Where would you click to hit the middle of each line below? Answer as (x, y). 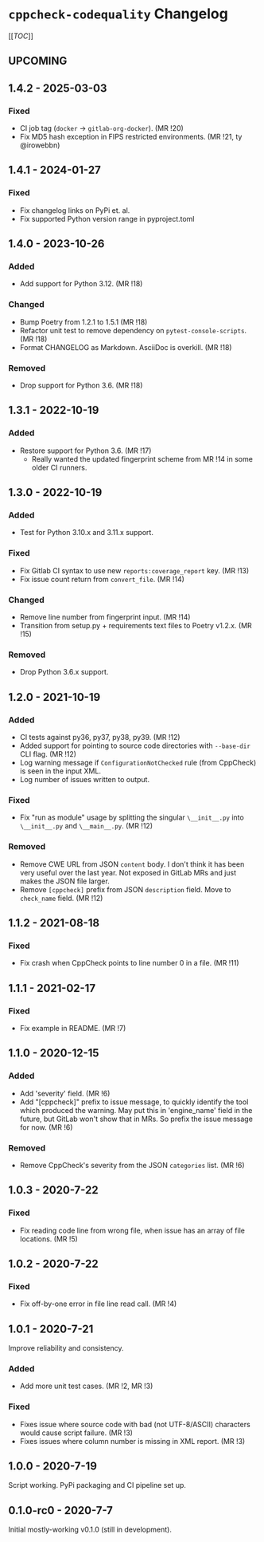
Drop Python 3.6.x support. (64, 672)
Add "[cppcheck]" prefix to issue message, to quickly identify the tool (134, 1102)
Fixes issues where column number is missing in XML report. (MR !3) (132, 1441)
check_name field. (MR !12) (61, 898)
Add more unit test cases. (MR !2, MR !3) (86, 1386)
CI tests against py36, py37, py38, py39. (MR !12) (100, 737)
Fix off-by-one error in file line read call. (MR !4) (98, 1304)
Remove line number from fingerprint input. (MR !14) (105, 617)
